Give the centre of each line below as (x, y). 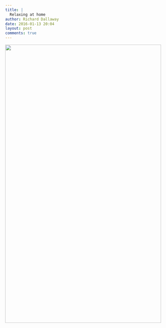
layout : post (19, 29)
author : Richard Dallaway (32, 19)
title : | (14, 10)
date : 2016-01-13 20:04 (30, 24)
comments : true (21, 33)
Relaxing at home (28, 15)
